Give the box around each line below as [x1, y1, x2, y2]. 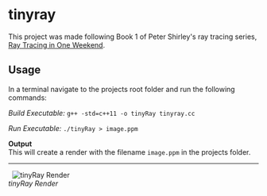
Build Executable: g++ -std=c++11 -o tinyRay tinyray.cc [8, 108, 195, 117]
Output [8, 139, 33, 148]
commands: [8, 93, 48, 102]
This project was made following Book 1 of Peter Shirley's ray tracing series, [8, 32, 257, 41]
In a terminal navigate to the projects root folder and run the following [8, 84, 236, 94]
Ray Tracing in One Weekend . [8, 40, 106, 49]
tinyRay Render [8, 179, 59, 188]
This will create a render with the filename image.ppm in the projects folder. [8, 147, 251, 156]
